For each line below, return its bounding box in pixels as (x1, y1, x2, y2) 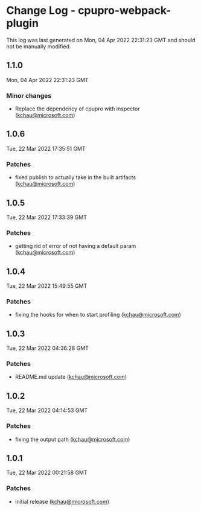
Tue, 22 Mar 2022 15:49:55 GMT (6, 282, 88, 290)
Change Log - (6, 4, 76, 17)
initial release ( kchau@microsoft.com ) (14, 498, 110, 505)
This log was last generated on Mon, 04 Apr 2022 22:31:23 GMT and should (6, 36, 196, 43)
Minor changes (6, 91, 52, 100)
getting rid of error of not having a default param (14, 243, 136, 250)
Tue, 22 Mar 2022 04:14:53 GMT (6, 407, 88, 414)
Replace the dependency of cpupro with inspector (14, 105, 140, 112)
